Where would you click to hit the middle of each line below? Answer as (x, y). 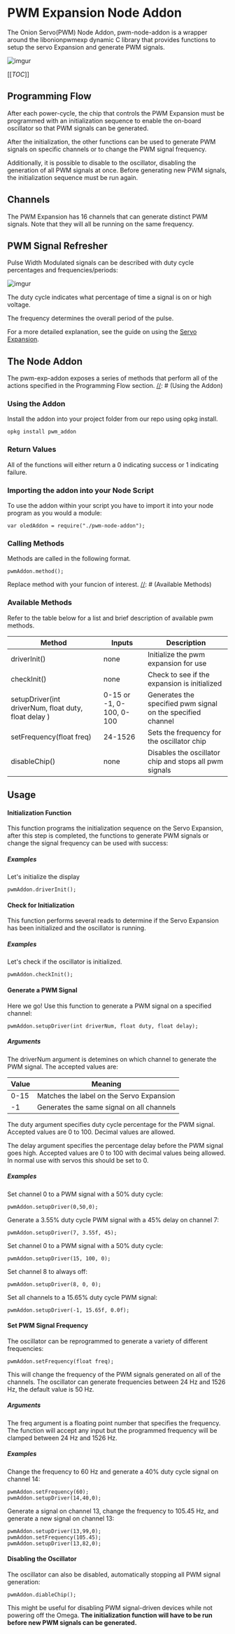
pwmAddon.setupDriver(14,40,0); (54, 1498)
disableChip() (33, 761)
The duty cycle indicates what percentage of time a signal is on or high (109, 297)
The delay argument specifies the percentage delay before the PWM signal (115, 1145)
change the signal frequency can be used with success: (88, 843)
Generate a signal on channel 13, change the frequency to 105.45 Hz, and (113, 1511)
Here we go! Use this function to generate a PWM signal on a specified (109, 1006)
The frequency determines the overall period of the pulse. (91, 318)
